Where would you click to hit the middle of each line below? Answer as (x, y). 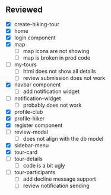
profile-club (28, 112)
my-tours (25, 64)
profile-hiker (29, 118)
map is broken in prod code (56, 58)
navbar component (37, 85)
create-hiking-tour (37, 24)
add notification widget (51, 91)
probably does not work (52, 105)
